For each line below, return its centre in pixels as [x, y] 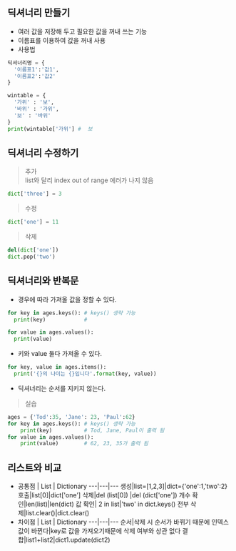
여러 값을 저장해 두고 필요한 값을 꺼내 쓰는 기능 [82, 31]
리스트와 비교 [35, 468]
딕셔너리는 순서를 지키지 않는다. [61, 388]
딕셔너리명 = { [26, 63]
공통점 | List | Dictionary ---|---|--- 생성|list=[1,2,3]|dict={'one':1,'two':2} [123, 486]
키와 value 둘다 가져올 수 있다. [60, 354]
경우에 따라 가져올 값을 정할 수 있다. [67, 299]
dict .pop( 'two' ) [31, 257]
